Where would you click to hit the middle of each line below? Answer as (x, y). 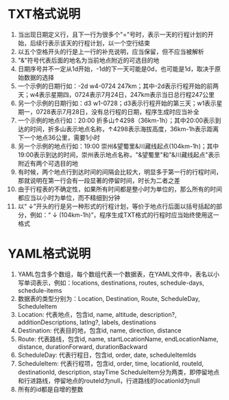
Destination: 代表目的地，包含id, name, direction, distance (99, 330)
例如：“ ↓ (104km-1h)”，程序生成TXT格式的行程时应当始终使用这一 (124, 214)
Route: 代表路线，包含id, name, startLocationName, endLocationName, (118, 339)
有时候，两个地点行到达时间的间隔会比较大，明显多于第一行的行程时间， (120, 172)
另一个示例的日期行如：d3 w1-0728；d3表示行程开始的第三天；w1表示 (117, 103)
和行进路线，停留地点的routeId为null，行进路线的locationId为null (109, 380)
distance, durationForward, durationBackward (83, 346)
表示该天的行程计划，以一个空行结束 (99, 43)
